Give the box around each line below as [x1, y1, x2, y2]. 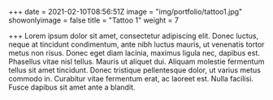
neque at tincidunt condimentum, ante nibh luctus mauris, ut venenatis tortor [8, 40, 265, 49]
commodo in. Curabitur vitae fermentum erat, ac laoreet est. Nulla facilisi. [8, 74, 254, 83]
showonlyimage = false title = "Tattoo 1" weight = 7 [8, 15, 179, 25]
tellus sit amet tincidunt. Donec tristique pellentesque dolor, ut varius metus [8, 65, 262, 75]
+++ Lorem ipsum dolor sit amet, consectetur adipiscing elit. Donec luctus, [8, 31, 258, 40]
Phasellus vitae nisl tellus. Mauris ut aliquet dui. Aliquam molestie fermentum [8, 56, 265, 66]
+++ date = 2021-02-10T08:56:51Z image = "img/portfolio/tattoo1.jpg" [8, 7, 243, 16]
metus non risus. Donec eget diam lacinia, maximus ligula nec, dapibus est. [8, 48, 260, 57]
